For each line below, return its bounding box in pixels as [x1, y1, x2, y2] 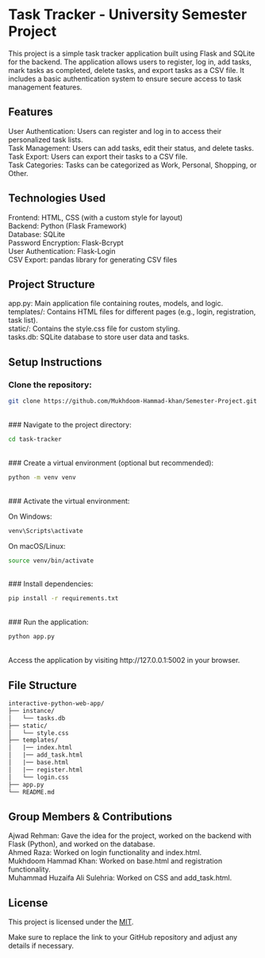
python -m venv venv [8, 473, 77, 481]
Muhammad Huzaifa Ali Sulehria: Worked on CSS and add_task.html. [8, 873, 232, 883]
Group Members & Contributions [8, 810, 173, 823]
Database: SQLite [8, 229, 66, 239]
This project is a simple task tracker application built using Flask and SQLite [8, 48, 255, 58]
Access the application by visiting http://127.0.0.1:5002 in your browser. [8, 656, 240, 665]
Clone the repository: [8, 379, 93, 390]
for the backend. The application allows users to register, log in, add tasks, [8, 57, 252, 67]
